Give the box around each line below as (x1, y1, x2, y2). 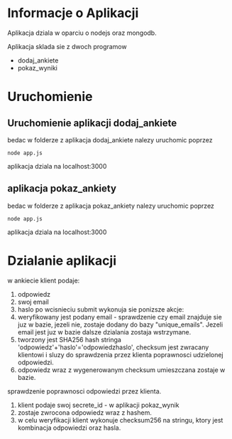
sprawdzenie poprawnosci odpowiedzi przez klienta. (7, 386, 162, 396)
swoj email (17, 297, 50, 306)
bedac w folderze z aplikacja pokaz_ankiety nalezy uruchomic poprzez (7, 201, 215, 210)
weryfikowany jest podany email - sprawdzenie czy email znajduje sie (17, 312, 222, 321)
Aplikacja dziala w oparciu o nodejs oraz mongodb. (7, 28, 158, 37)
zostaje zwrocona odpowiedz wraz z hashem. (17, 408, 153, 417)
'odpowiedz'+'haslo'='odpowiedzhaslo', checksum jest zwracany (17, 343, 209, 351)
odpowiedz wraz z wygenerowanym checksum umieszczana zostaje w (17, 365, 226, 374)
